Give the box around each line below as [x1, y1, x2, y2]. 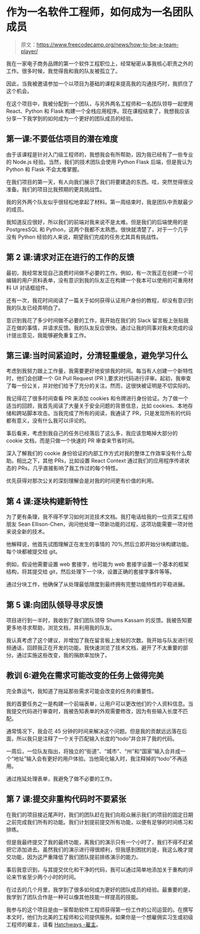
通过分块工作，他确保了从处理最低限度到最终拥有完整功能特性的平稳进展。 [6, 581, 188, 588]
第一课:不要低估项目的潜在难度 [6, 134, 119, 144]
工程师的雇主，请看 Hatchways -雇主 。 [6, 921, 101, 928]
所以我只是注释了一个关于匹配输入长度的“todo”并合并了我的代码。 [16, 734, 178, 742]
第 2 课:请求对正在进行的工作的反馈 [6, 252, 135, 262]
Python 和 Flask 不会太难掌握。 [6, 166, 82, 173]
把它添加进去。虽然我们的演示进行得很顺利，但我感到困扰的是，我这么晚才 [6, 846, 188, 853]
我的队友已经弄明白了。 [6, 304, 64, 311]
